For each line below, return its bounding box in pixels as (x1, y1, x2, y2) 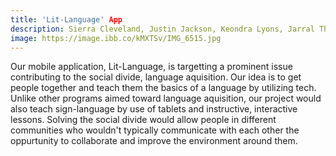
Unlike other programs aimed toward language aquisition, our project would (10, 92, 322, 105)
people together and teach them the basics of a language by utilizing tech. (10, 82, 317, 94)
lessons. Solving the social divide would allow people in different (10, 114, 277, 126)
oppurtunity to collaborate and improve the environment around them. (10, 135, 298, 147)
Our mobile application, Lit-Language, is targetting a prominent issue (10, 61, 293, 73)
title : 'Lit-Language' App (10, 14, 123, 25)
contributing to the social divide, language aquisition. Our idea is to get (10, 71, 302, 83)
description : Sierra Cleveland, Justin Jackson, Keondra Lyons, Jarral (10, 24, 315, 34)
